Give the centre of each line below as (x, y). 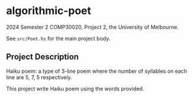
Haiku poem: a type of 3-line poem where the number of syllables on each (97, 71)
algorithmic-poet (49, 11)
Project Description (42, 57)
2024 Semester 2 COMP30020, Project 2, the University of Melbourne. (92, 27)
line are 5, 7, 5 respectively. (39, 77)
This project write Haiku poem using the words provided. (75, 89)
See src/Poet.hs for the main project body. (58, 38)
